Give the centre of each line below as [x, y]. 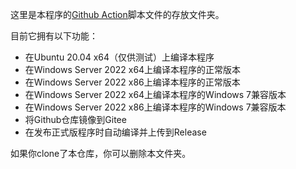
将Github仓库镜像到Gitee [75, 119]
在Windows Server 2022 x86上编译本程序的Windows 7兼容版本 [155, 107]
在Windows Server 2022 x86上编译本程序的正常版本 [132, 82]
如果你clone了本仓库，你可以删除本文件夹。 [101, 153]
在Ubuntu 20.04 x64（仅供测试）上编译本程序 [119, 57]
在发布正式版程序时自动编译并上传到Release [115, 132]
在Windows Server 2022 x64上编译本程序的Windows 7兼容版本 [155, 94]
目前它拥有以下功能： [54, 36]
